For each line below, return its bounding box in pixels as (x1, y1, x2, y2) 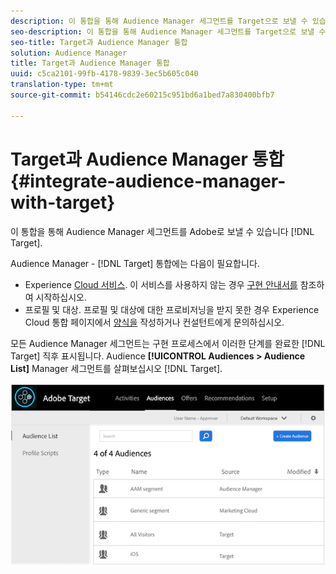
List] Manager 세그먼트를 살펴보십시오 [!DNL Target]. (10, 362, 223, 374)
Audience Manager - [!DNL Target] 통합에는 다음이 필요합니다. (10, 257, 260, 269)
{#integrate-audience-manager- (10, 170, 287, 192)
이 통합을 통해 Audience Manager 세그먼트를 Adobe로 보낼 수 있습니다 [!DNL (10, 225, 315, 237)
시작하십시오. (35, 291, 87, 303)
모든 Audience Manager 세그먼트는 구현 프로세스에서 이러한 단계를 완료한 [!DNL (10, 337, 326, 349)
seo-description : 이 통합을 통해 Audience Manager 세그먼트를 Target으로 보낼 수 (10, 26, 327, 37)
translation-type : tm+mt (10, 80, 114, 90)
